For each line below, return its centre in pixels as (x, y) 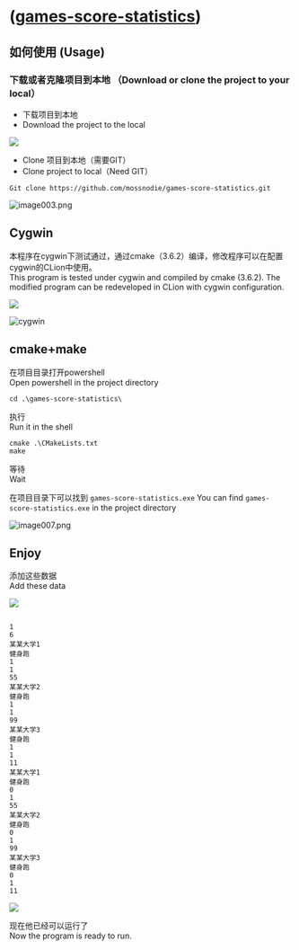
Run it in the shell (41, 426)
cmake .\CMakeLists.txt (54, 443)
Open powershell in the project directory (84, 382)
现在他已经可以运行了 (48, 926)
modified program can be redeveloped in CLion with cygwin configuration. (147, 287)
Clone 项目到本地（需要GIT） (76, 160)
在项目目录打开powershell (57, 372)
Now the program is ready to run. (70, 936)
